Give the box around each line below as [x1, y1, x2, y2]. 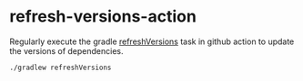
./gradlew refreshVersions [9, 63, 112, 72]
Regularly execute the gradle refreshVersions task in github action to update [9, 36, 295, 47]
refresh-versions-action [9, 6, 197, 27]
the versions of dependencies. [9, 45, 124, 56]
